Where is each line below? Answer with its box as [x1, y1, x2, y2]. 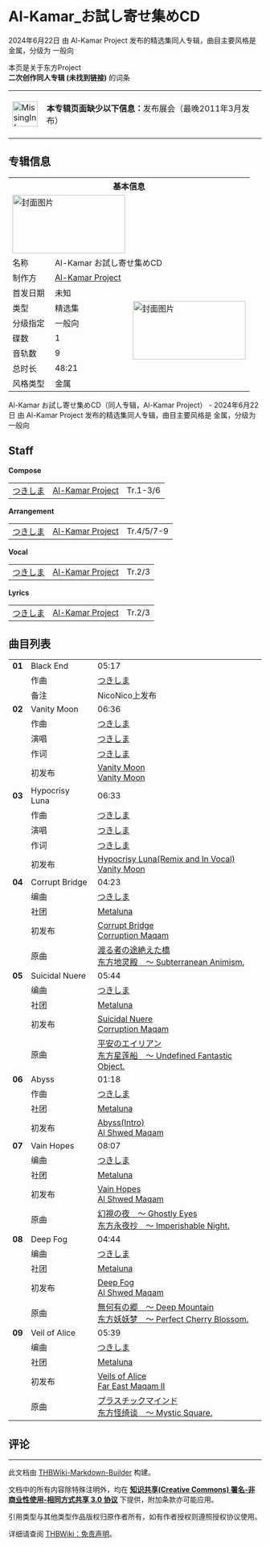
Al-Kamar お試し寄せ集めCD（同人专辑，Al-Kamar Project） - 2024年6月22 [8, 400, 259, 410]
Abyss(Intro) [97, 1117, 145, 1128]
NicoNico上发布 [97, 690, 157, 701]
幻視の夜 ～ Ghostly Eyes [97, 1208, 198, 1219]
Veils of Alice [97, 1371, 147, 1382]
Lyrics [8, 587, 30, 597]
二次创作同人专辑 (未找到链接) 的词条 [8, 72, 130, 82]
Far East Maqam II [97, 1381, 166, 1392]
